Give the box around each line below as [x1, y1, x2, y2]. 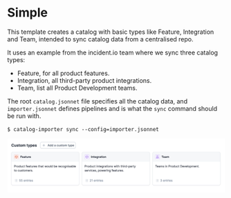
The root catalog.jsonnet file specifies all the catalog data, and [7, 97, 188, 105]
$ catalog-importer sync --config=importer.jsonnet [7, 126, 159, 132]
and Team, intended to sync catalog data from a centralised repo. [7, 34, 194, 43]
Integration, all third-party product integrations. [17, 76, 152, 84]
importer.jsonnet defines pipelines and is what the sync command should [7, 104, 218, 112]
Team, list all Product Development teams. [17, 83, 138, 92]
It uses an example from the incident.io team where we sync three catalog [7, 48, 219, 57]
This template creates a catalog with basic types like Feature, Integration [7, 28, 214, 36]
